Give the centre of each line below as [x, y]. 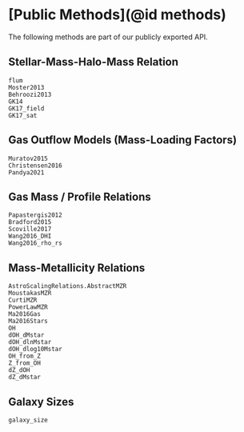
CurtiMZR [23, 300]
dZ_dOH [19, 370]
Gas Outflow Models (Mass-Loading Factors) [123, 140]
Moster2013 [26, 87]
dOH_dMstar [26, 335]
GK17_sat [23, 115]
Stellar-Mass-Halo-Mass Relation [93, 62]
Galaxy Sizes [41, 402]
